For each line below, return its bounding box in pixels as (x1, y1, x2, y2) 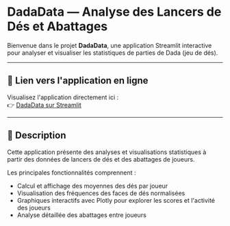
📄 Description (7, 129, 66, 141)
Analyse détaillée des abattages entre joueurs (16, 210, 147, 219)
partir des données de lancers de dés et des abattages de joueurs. (7, 155, 195, 163)
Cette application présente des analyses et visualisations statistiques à (7, 148, 207, 156)
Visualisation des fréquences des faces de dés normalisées (16, 189, 186, 197)
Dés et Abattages (7, 18, 108, 34)
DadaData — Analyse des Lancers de (7, 4, 222, 20)
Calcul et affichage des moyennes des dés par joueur (16, 181, 168, 190)
